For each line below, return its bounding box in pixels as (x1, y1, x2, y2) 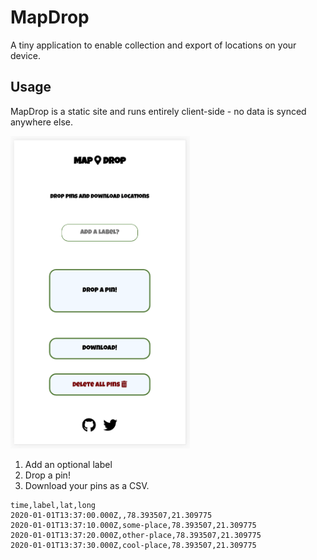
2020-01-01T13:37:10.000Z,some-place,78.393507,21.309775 (10, 520, 257, 530)
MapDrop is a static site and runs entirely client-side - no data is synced (10, 105, 307, 117)
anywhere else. (10, 116, 73, 128)
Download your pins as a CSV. (24, 479, 150, 491)
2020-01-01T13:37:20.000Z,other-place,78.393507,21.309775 (10, 530, 262, 540)
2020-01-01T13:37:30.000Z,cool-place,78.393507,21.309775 (10, 540, 257, 550)
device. (10, 49, 41, 61)
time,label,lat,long (10, 500, 97, 510)
